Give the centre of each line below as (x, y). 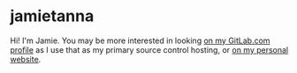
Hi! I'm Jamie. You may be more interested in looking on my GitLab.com (140, 40)
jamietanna (52, 16)
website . (26, 59)
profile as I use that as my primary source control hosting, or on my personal (149, 49)
